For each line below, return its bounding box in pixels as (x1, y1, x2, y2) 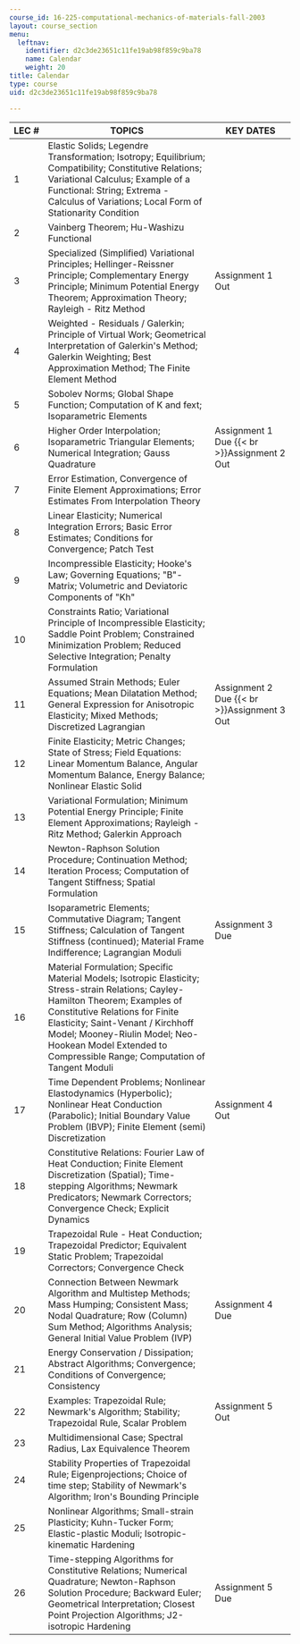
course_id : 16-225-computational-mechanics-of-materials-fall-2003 (9, 13, 266, 22)
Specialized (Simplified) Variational (47, 247, 195, 259)
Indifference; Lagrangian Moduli (47, 946, 182, 958)
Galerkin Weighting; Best (47, 350, 152, 363)
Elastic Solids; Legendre (47, 139, 149, 152)
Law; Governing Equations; (47, 569, 161, 581)
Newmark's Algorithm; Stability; (47, 1405, 180, 1418)
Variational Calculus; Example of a (47, 173, 190, 185)
